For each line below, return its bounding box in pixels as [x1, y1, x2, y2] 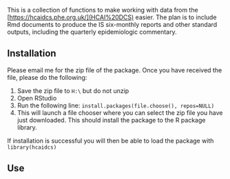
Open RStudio [17, 94, 57, 102]
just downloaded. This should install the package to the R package [17, 116, 206, 124]
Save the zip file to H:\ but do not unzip [17, 86, 129, 95]
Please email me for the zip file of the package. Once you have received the [7, 65, 222, 74]
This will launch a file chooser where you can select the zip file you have [17, 108, 223, 116]
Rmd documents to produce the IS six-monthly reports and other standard [7, 21, 218, 28]
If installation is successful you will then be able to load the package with [7, 136, 214, 145]
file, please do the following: [7, 73, 87, 81]
